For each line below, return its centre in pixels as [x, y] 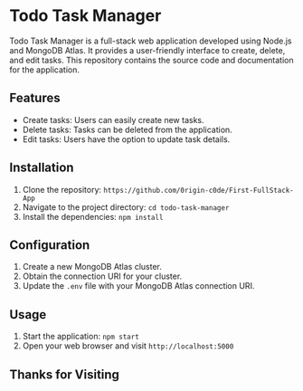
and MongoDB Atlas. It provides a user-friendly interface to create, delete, [147, 50]
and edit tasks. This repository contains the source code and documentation [151, 60]
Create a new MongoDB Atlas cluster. [92, 267]
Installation [42, 168]
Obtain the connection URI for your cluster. [102, 276]
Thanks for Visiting [65, 374]
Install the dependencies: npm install [93, 216]
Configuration [50, 245]
